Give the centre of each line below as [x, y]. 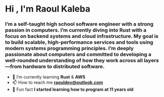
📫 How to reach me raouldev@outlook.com [58, 82]
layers [151, 61]
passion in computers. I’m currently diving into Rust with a [76, 30]
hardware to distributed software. [64, 66]
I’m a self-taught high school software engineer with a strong [79, 24]
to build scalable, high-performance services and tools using [79, 42]
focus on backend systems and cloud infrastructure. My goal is [82, 36]
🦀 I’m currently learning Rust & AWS [49, 77]
